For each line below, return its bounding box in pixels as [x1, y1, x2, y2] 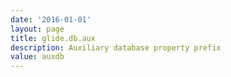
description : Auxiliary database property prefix [10, 42, 222, 53]
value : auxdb [10, 52, 65, 62]
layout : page [10, 24, 65, 34]
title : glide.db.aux [10, 33, 97, 43]
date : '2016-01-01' [10, 14, 92, 25]
